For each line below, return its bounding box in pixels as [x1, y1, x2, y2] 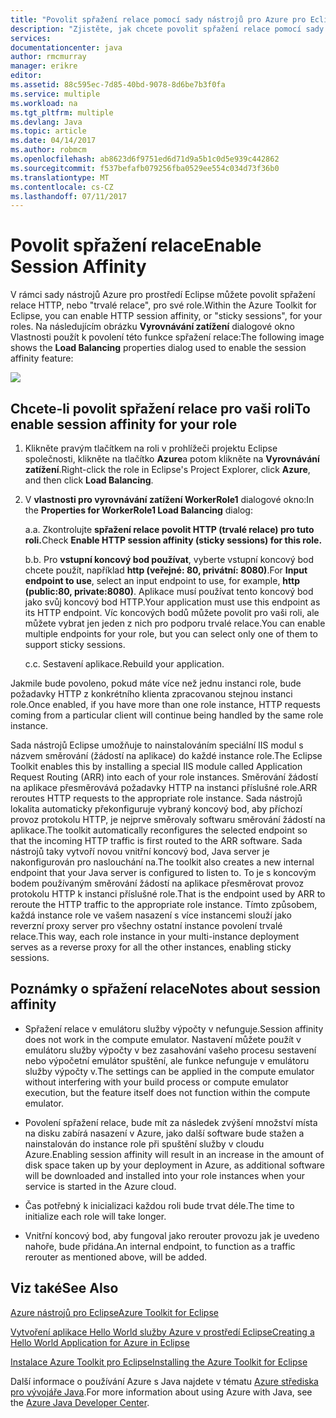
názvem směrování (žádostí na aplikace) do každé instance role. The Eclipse [10, 750, 323, 761]
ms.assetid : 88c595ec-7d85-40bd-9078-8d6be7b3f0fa [10, 80, 226, 90]
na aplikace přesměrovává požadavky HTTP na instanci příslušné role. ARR [10, 782, 318, 793]
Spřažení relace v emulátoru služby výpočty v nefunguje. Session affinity [24, 1022, 324, 1035]
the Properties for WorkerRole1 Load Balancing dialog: [24, 504, 253, 516]
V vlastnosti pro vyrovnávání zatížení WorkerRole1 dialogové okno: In [24, 494, 315, 505]
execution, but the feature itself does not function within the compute [24, 1086, 311, 1098]
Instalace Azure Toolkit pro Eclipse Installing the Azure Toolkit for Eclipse [10, 1356, 308, 1368]
